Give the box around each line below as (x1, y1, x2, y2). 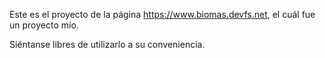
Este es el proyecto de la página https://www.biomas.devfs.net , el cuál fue (9, 9, 316, 20)
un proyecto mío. (9, 19, 79, 31)
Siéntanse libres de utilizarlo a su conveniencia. (9, 39, 206, 50)
